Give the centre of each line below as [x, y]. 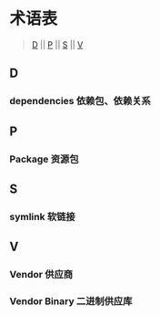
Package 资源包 [44, 159]
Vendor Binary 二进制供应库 [71, 301]
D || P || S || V [57, 44]
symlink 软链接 [42, 216]
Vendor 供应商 [41, 275]
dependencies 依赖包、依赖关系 [80, 101]
